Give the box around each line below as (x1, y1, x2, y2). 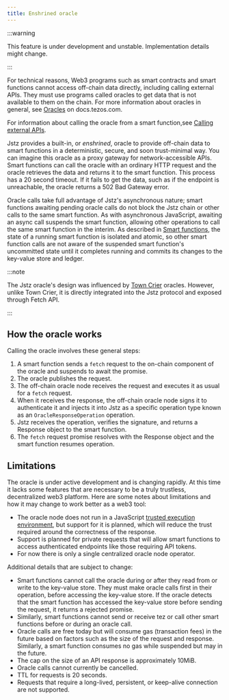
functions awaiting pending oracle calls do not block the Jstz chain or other (7, 203, 220, 211)
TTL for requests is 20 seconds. (16, 671, 107, 679)
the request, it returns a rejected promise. (16, 605, 135, 614)
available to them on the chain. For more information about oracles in (7, 97, 202, 106)
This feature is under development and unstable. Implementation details (7, 42, 210, 50)
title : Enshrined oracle (7, 10, 78, 17)
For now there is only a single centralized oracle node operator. (16, 550, 196, 558)
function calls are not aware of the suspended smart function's (7, 239, 185, 248)
